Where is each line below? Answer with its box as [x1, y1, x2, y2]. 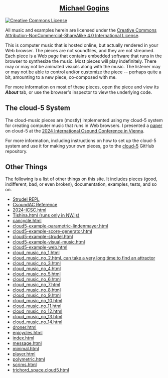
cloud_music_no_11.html [12, 303, 62, 309]
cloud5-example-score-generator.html [12, 228, 92, 234]
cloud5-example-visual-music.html [12, 239, 85, 245]
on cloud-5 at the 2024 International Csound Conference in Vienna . [5, 128, 144, 134]
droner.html [12, 324, 37, 330]
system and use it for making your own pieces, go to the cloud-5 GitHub [5, 143, 154, 149]
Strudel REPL [12, 196, 40, 202]
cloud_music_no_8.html [12, 287, 61, 293]
